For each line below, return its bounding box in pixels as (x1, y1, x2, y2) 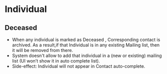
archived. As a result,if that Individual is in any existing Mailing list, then (12, 42, 160, 48)
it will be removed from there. (12, 47, 73, 53)
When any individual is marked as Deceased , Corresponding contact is (12, 36, 160, 42)
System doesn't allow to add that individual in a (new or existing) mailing (12, 52, 162, 58)
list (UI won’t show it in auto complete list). (12, 58, 100, 63)
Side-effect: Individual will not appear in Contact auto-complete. (12, 63, 145, 69)
